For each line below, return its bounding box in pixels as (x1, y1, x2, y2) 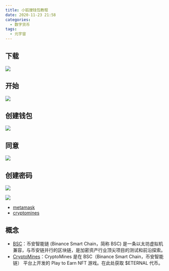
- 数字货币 (10, 22, 30, 27)
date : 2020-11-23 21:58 (5, 12, 56, 17)
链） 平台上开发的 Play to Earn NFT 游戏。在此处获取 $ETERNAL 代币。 (12, 260, 163, 266)
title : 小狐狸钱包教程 (5, 7, 49, 13)
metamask (12, 204, 35, 211)
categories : (5, 17, 31, 22)
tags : (5, 27, 17, 32)
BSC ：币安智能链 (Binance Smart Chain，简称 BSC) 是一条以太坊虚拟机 (12, 240, 163, 247)
